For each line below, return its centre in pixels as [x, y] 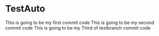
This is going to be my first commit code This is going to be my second [80, 22]
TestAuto [25, 9]
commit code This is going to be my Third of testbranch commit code [78, 27]
